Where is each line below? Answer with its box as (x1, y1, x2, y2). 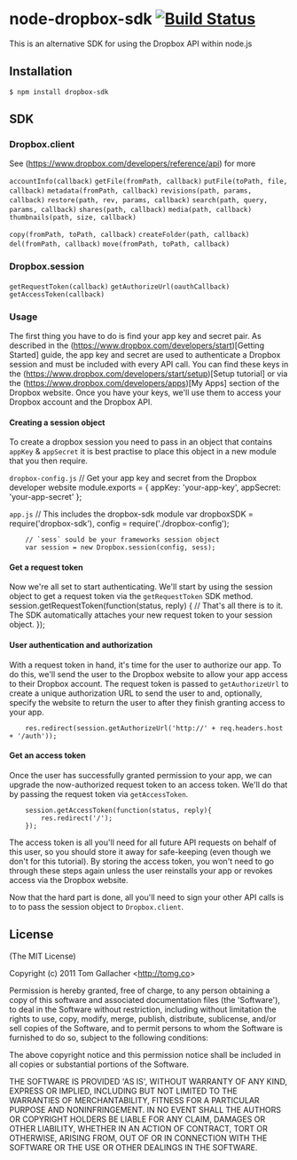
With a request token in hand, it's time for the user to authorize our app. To (9, 659, 282, 670)
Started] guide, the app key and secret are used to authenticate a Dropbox (9, 350, 281, 360)
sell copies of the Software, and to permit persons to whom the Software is (9, 1022, 284, 1033)
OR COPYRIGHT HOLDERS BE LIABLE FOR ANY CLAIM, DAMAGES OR (9, 1114, 266, 1124)
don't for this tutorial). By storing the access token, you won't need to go (9, 856, 275, 866)
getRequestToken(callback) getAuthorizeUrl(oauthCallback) (9, 282, 231, 291)
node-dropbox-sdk (9, 9, 152, 29)
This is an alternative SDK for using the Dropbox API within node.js (9, 38, 253, 49)
